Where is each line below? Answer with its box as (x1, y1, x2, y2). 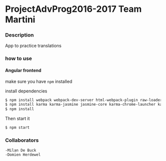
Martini (5, 14, 36, 25)
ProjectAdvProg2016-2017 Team (5, 3, 142, 15)
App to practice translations (5, 43, 62, 49)
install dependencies (5, 88, 47, 94)
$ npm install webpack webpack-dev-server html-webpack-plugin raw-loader (5, 97, 163, 102)
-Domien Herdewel (5, 152, 41, 158)
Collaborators (5, 137, 39, 144)
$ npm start (5, 125, 30, 130)
